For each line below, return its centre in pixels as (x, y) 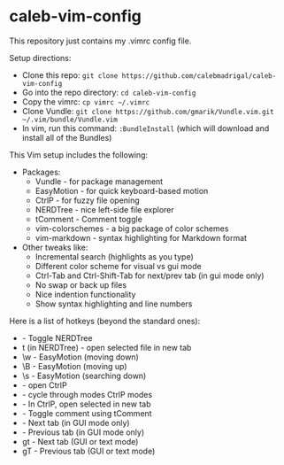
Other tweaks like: (55, 247)
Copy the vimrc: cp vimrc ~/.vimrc (86, 101)
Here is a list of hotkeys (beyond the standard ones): (105, 321)
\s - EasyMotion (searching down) (84, 376)
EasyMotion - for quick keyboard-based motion (122, 190)
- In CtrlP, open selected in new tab (86, 404)
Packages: (41, 172)
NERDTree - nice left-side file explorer (104, 209)
